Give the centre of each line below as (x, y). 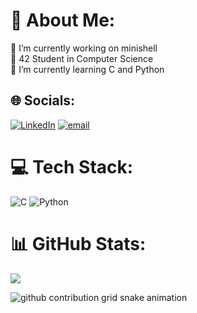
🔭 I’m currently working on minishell (84, 48)
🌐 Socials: (43, 100)
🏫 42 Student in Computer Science (82, 58)
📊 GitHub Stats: (78, 243)
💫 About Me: (63, 20)
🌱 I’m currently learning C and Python (87, 69)
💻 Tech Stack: (72, 166)
